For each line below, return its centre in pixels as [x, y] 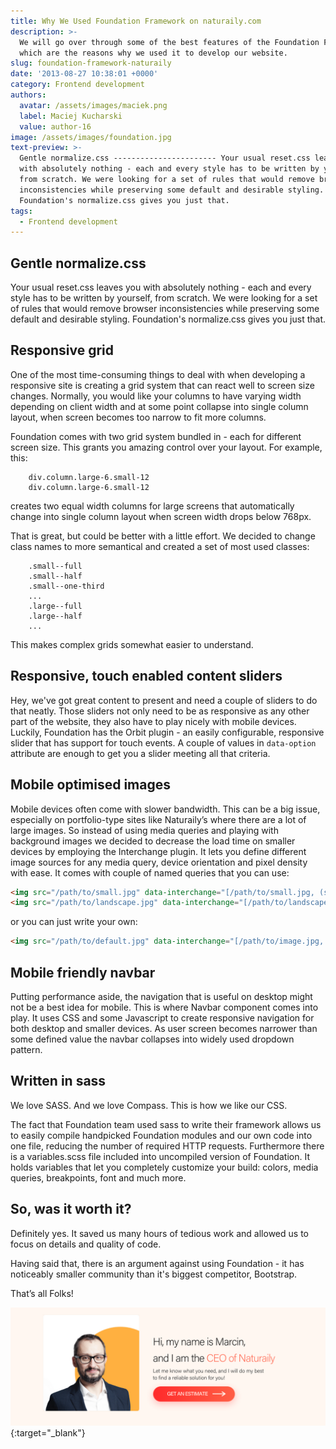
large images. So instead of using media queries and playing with [144, 830]
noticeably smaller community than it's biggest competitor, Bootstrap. [154, 1274]
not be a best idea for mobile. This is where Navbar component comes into [164, 1007]
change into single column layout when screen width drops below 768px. [161, 516]
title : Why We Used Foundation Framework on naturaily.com [136, 21]
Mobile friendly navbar [83, 972]
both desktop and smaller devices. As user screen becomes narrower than [164, 1028]
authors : [28, 95]
